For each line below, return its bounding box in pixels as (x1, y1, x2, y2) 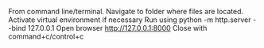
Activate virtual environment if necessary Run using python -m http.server (8, 15, 252, 24)
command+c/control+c (8, 31, 84, 41)
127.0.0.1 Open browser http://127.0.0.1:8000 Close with (27, 24, 208, 32)
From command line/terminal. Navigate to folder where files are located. (8, 7, 244, 16)
